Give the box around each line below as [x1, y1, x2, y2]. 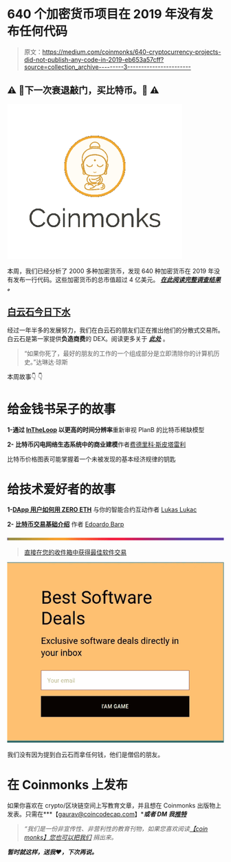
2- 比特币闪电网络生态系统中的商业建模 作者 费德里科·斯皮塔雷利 [7, 440, 186, 449]
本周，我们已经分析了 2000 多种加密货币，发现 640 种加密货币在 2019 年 [7, 266, 214, 275]
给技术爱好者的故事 [7, 481, 116, 497]
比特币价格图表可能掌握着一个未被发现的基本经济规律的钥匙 [7, 455, 176, 463]
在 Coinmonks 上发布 [7, 777, 129, 793]
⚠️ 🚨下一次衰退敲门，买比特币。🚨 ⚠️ [7, 84, 159, 97]
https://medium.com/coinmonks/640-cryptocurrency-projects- [42, 48, 221, 56]
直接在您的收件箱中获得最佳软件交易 [23, 548, 127, 556]
